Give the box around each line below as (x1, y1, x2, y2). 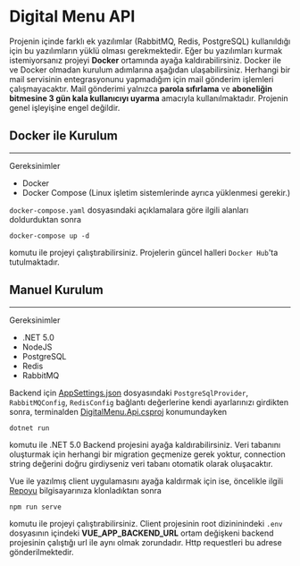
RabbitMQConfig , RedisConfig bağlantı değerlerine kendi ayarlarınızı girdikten (9, 396, 289, 408)
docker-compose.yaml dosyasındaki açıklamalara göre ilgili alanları (9, 204, 249, 215)
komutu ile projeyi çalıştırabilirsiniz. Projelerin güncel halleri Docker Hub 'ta (9, 247, 279, 258)
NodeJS (21, 342, 53, 352)
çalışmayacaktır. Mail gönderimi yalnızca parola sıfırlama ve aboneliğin (9, 83, 272, 94)
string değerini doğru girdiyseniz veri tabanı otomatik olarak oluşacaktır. (9, 458, 274, 469)
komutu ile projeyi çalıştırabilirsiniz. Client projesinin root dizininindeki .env (9, 518, 283, 528)
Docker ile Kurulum (9, 128, 119, 144)
